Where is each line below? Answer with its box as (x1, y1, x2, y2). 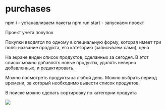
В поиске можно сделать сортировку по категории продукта (5, 89, 137, 95)
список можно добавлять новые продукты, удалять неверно (5, 59, 136, 65)
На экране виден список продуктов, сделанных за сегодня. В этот (5, 54, 149, 60)
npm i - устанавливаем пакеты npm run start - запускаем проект (5, 20, 144, 26)
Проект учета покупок (5, 29, 54, 35)
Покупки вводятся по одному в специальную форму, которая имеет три (5, 39, 161, 45)
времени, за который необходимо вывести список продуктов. (5, 80, 140, 86)
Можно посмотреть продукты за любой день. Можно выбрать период (5, 74, 157, 80)
